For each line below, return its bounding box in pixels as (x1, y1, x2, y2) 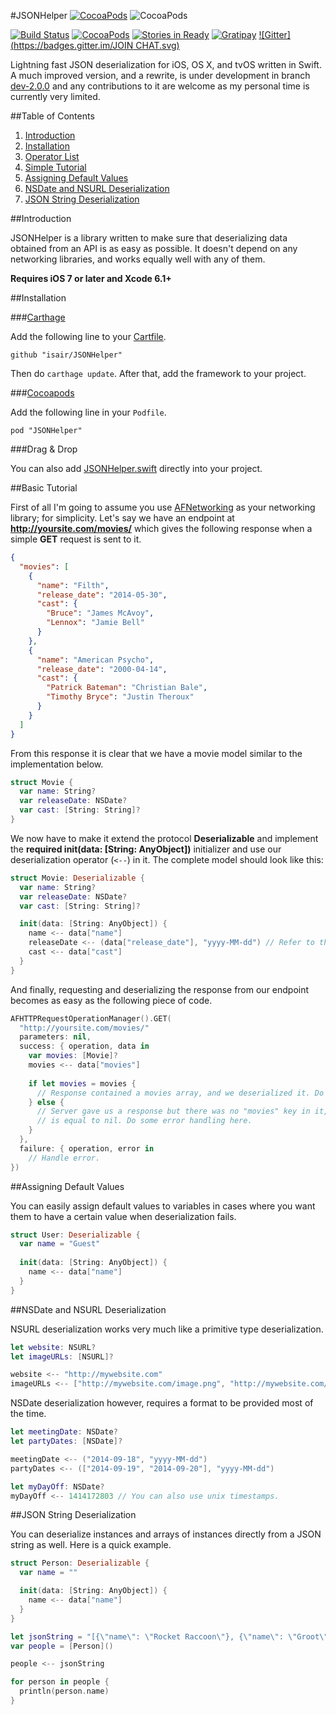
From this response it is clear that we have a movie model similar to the (10, 747, 303, 759)
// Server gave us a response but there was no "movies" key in (36, 1106, 311, 1117)
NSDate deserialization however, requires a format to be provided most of (10, 1397, 314, 1409)
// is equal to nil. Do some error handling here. (36, 1116, 253, 1126)
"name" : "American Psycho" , (36, 655, 155, 665)
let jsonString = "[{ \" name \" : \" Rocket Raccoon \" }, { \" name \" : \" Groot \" (10, 1631, 329, 1642)
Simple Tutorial (24, 161, 87, 173)
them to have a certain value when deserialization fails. (10, 1210, 237, 1222)
